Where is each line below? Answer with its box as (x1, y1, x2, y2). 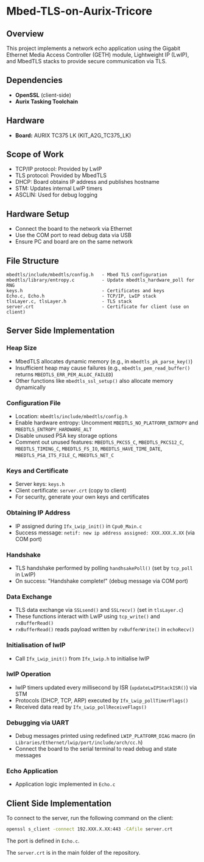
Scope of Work (6, 149, 64, 159)
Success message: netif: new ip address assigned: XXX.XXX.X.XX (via (15, 528, 195, 536)
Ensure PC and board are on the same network (15, 238, 133, 245)
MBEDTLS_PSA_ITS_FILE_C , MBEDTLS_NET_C (15, 452, 114, 459)
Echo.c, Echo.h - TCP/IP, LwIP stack (6, 293, 157, 300)
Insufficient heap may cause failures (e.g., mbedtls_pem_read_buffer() (15, 364, 191, 371)
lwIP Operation (6, 670, 51, 678)
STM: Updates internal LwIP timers (15, 184, 103, 192)
